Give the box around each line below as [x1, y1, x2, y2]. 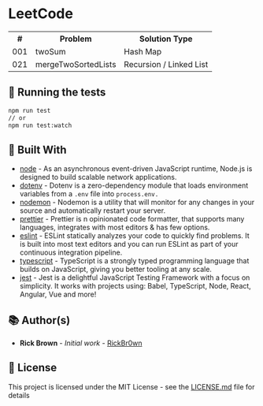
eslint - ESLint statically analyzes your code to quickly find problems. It [19, 231, 250, 240]
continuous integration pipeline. [19, 248, 123, 257]
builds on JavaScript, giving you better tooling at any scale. [19, 265, 213, 274]
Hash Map [124, 46, 162, 57]
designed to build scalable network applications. [19, 173, 177, 182]
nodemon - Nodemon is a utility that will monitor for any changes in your [19, 198, 255, 207]
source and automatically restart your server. [19, 206, 166, 215]
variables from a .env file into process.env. [19, 189, 159, 199]
